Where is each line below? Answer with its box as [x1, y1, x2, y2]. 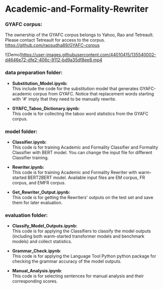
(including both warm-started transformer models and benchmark [12, 233, 145, 239]
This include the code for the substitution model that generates [12, 86, 139, 91]
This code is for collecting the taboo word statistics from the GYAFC [12, 111, 149, 116]
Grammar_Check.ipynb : [12, 248, 62, 254]
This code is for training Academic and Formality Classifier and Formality [12, 144, 158, 150]
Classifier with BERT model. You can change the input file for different [12, 150, 152, 156]
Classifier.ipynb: [12, 139, 47, 145]
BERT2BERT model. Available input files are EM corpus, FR [27, 175, 145, 180]
